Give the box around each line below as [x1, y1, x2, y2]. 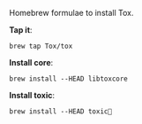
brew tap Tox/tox [9, 42, 73, 50]
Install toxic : [9, 90, 56, 100]
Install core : [9, 58, 54, 67]
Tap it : [9, 25, 33, 35]
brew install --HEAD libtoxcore [9, 74, 128, 83]
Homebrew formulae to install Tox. [9, 8, 134, 18]
